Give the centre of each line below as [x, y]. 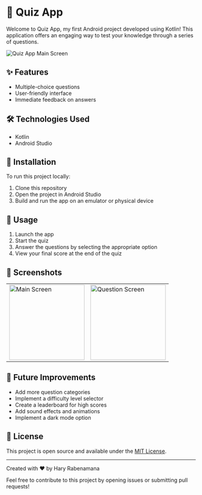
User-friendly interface [43, 93]
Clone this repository [41, 188]
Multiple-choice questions [47, 87]
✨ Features [27, 72]
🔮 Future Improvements [51, 377]
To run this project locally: [38, 176]
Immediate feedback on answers [55, 99]
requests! [18, 486]
